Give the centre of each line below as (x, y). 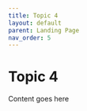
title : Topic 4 (33, 15)
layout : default (35, 23)
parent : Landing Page (44, 30)
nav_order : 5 (30, 38)
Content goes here (39, 99)
